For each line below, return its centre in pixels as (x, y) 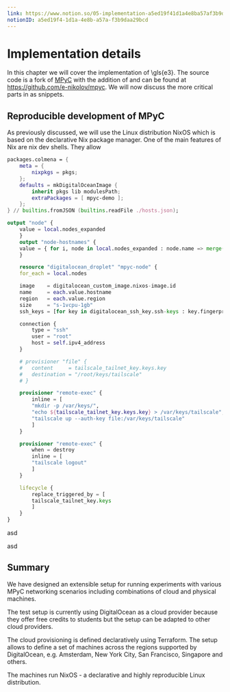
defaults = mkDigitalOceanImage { (68, 185)
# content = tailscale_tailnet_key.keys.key (93, 368)
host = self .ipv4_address (69, 343)
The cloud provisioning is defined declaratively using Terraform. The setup (112, 640)
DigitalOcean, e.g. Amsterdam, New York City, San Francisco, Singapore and (115, 654)
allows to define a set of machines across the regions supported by (102, 647)
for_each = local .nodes (53, 274)
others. (17, 661)
